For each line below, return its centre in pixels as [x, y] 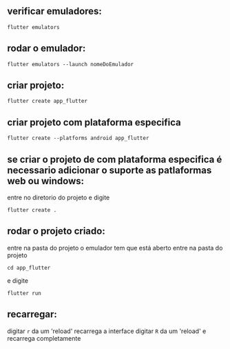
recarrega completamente [44, 338]
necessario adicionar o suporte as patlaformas [109, 170]
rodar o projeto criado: [56, 231]
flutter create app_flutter [48, 101]
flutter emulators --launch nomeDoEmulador [71, 64]
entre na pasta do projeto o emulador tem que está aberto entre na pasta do [115, 248]
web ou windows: [46, 181]
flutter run [24, 293]
